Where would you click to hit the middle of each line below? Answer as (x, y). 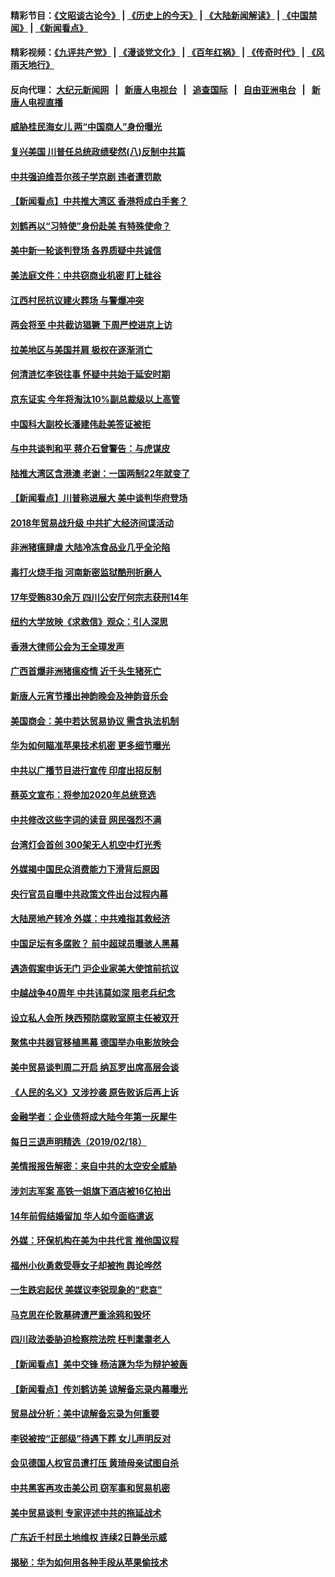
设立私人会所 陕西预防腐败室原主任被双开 (95, 1017)
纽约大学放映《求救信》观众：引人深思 (89, 622)
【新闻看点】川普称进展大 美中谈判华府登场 (99, 498)
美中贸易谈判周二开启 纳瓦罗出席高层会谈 (95, 1067)
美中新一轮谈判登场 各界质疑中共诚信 (86, 251)
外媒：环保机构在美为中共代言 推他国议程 (95, 1241)
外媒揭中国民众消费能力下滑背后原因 (85, 869)
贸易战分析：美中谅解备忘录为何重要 (85, 1414)
